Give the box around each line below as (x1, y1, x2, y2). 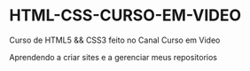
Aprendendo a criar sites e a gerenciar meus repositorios (9, 51, 217, 62)
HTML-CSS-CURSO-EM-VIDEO (9, 5, 242, 26)
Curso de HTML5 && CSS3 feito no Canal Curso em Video (9, 35, 221, 45)
